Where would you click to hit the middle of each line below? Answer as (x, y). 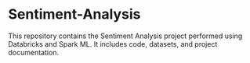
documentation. (34, 52)
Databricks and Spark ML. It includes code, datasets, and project (113, 44)
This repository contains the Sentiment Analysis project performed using (125, 36)
